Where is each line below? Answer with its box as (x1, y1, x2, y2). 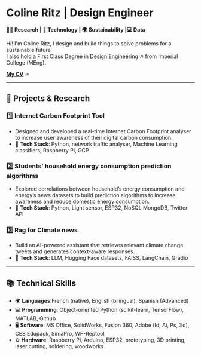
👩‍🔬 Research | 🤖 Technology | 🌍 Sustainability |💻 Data (6, 26, 145, 33)
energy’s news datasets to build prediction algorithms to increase (14, 191, 176, 198)
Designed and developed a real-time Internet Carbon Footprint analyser (14, 127, 191, 134)
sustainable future (6, 46, 51, 53)
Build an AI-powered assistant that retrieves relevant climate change (14, 242, 184, 249)
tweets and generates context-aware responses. (14, 248, 135, 255)
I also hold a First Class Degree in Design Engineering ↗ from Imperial (6, 53, 178, 60)
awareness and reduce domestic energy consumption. (14, 198, 150, 205)
